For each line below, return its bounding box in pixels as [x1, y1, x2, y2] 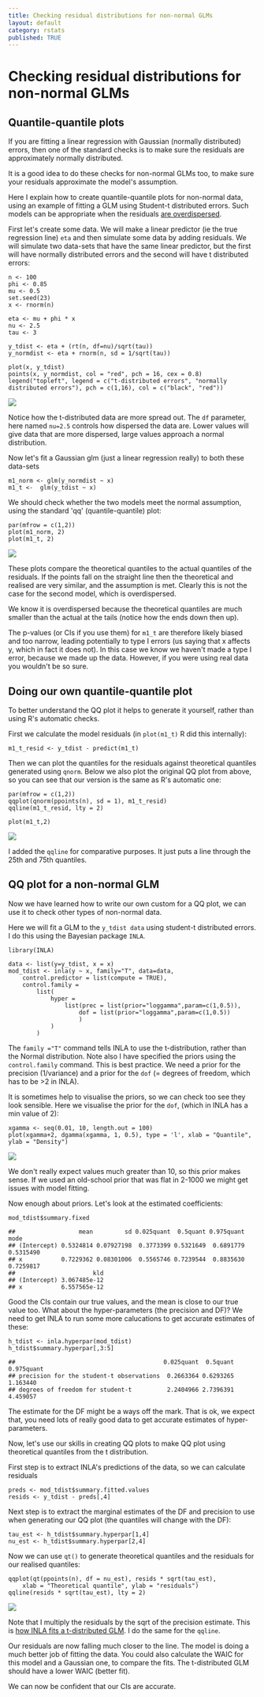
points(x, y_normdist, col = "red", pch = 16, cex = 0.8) [8, 371, 203, 378]
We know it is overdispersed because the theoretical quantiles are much [8, 604, 243, 614]
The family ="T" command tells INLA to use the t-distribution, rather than [8, 1043, 247, 1052]
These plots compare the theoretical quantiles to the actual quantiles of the [8, 564, 252, 574]
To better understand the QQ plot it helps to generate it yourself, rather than [8, 706, 255, 715]
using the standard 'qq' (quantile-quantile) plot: [8, 506, 162, 516]
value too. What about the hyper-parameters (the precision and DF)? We [8, 1305, 243, 1315]
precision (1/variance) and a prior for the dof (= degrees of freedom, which [8, 1068, 251, 1078]
